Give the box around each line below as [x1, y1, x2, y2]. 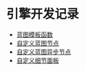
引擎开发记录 [6, 6, 80, 22]
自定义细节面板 [16, 56, 59, 64]
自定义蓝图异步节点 [16, 48, 72, 56]
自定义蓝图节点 [16, 39, 59, 47]
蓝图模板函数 [16, 30, 53, 39]
